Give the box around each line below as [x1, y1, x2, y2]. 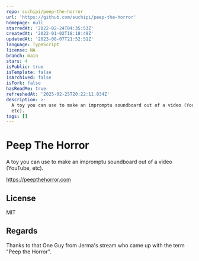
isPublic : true [6, 63, 44, 70]
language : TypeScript [6, 42, 60, 48]
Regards [6, 226, 38, 236]
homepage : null [6, 20, 44, 25]
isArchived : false [6, 75, 52, 80]
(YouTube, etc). [6, 165, 44, 172]
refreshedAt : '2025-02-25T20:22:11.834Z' [6, 91, 110, 97]
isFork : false [6, 80, 41, 86]
